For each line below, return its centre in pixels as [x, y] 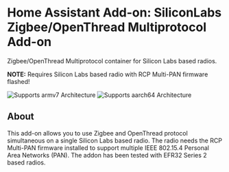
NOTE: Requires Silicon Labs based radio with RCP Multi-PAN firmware [108, 74]
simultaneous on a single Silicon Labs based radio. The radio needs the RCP [115, 140]
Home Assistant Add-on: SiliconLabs [114, 13]
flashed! [19, 81]
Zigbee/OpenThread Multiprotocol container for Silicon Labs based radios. [112, 61]
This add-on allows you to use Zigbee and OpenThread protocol [98, 133]
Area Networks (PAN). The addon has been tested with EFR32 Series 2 [107, 155]
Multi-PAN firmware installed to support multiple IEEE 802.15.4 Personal [108, 148]
